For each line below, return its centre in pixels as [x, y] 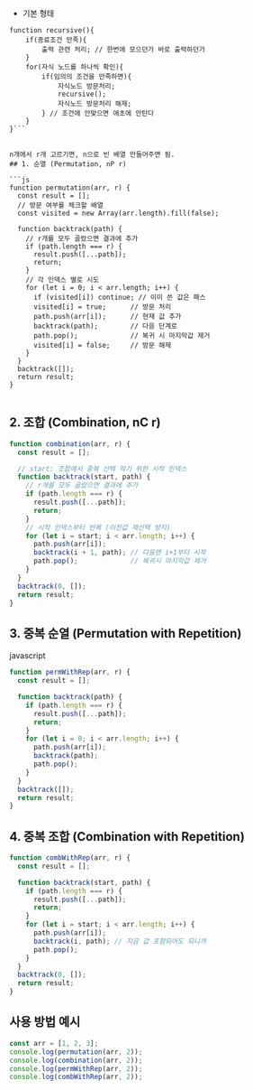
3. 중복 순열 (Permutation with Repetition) [126, 634]
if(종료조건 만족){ [56, 40]
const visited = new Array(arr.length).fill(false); [118, 213]
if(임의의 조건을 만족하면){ [87, 77]
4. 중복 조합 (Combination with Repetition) [127, 837]
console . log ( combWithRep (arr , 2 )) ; [76, 1077]
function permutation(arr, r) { [70, 188]
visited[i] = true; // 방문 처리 [102, 307]
